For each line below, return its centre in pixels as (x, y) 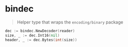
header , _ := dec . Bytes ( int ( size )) (41, 40)
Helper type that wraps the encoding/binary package (70, 22)
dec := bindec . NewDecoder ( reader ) (40, 31)
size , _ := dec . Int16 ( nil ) (32, 35)
